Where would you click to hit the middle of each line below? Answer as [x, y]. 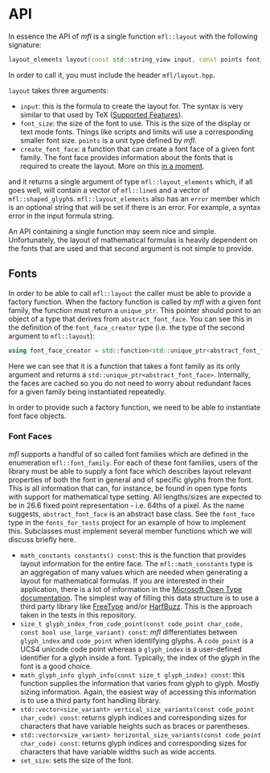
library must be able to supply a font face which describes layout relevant [130, 471]
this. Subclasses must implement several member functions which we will [130, 531]
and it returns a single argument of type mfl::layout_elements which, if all [131, 181]
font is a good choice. [56, 666]
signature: [25, 44]
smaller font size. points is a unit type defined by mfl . [108, 140]
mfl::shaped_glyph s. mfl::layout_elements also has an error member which [134, 199]
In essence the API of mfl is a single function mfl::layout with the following [133, 36]
